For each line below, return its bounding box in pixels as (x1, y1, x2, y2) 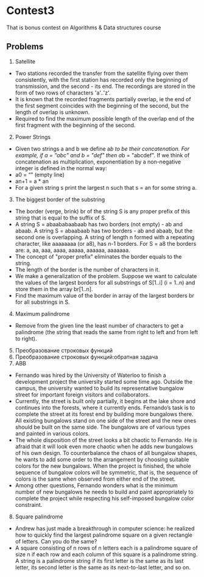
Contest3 (6, 4, 55, 18)
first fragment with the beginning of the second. (15, 121, 136, 129)
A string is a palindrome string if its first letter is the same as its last (15, 557, 184, 564)
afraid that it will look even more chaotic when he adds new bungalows (15, 443, 194, 450)
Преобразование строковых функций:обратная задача (15, 353, 158, 360)
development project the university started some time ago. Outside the (15, 378, 193, 385)
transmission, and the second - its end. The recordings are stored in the (15, 82, 196, 90)
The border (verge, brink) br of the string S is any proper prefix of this (15, 207, 191, 215)
